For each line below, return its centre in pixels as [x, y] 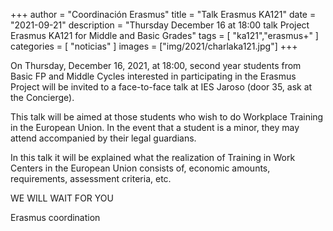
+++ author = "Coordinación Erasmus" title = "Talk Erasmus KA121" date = [163, 14]
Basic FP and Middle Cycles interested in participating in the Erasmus [153, 76]
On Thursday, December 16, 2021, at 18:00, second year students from [156, 65]
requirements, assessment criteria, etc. [91, 178]
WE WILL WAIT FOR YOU [62, 198]
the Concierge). [42, 97]
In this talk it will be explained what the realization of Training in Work [153, 157]
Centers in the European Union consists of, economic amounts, [140, 168]
